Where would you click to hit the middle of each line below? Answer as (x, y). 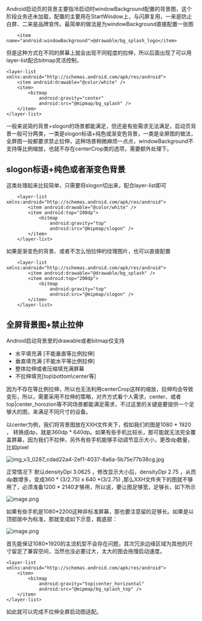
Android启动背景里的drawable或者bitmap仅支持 (66, 340)
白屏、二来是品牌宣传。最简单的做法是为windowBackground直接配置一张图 (100, 24)
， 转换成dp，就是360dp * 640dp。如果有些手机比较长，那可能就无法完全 (98, 432)
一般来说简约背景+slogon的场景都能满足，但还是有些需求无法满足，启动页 (99, 126)
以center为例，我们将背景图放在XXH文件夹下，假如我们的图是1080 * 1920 (99, 424)
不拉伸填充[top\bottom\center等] (56, 376)
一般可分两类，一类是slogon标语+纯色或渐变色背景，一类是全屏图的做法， (104, 134)
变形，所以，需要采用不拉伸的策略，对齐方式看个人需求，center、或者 (94, 396)
